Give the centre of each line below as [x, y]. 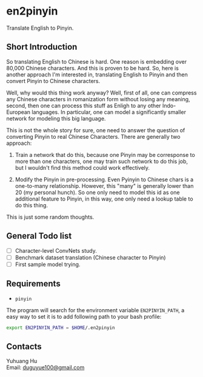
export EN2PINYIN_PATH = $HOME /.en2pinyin [61, 328]
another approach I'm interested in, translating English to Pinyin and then [97, 75]
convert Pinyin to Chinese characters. [53, 81]
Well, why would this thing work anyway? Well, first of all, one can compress [101, 93]
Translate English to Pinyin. [40, 28]
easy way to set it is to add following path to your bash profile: [84, 316]
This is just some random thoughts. [50, 217]
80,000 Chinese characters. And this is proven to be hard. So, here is [92, 68]
